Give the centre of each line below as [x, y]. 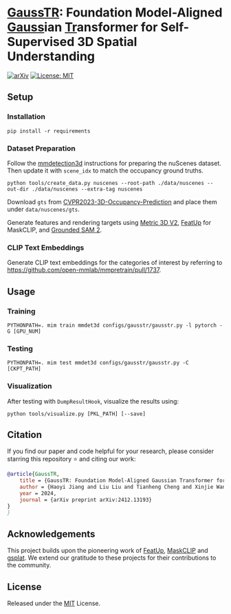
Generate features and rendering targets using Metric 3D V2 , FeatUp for [109, 222]
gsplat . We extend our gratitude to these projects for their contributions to [112, 558]
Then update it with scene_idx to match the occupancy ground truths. [106, 171]
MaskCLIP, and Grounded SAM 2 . [54, 230]
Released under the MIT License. [54, 604]
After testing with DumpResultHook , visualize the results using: [93, 401]
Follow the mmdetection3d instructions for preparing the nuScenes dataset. [114, 163]
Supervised [41, 42]
